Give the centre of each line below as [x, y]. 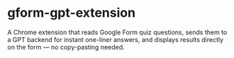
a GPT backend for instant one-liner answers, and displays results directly [116, 39]
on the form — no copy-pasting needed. [66, 47]
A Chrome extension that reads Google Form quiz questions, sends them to [117, 32]
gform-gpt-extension [72, 13]
